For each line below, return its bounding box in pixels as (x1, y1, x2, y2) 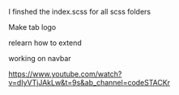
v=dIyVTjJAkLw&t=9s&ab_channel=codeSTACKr (8, 78, 171, 87)
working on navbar (8, 54, 71, 63)
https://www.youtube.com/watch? (8, 69, 122, 79)
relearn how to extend (8, 38, 83, 47)
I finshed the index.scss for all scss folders (8, 7, 151, 16)
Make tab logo (8, 23, 57, 31)
